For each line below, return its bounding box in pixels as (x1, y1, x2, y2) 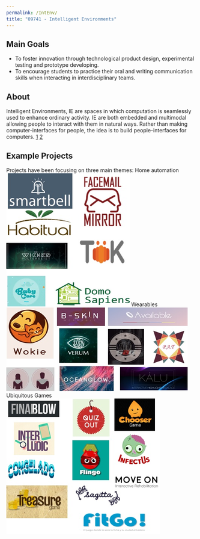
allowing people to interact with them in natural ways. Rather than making (6, 120, 188, 128)
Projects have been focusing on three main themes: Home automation (6, 166, 179, 174)
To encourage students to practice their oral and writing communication (14, 68, 193, 75)
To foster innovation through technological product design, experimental (14, 55, 195, 63)
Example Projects (6, 150, 73, 161)
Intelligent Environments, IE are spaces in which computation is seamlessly (6, 108, 192, 115)
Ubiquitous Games (6, 392, 52, 399)
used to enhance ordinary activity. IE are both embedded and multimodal (6, 114, 187, 122)
